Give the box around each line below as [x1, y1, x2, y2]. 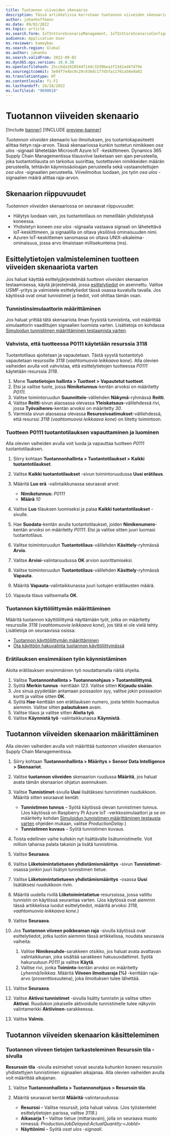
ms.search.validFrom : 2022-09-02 [6, 55, 77, 60]
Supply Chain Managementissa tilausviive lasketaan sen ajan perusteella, [6, 153, 159, 159]
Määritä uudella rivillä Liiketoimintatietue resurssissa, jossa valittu [13, 892, 152, 898]
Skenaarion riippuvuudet [6, 189, 86, 198]
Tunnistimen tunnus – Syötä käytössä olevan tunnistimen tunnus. [20, 804, 159, 811]
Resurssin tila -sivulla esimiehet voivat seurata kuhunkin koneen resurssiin [6, 1064, 163, 1070]
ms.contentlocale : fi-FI [6, 79, 58, 84]
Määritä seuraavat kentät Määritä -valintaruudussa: [13, 1095, 120, 1101]
